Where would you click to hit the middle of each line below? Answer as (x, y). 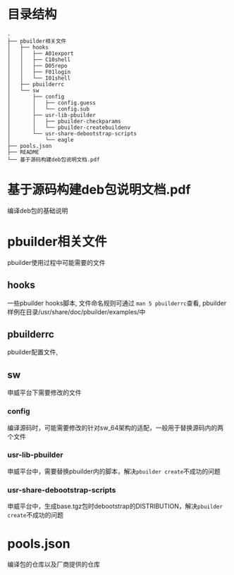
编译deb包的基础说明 (38, 210)
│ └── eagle (41, 140)
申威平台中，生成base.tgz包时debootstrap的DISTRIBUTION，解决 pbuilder (115, 506)
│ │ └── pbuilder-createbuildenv (69, 128)
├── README (23, 152)
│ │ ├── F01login (39, 72)
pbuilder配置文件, (33, 352)
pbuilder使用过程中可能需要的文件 (56, 262)
